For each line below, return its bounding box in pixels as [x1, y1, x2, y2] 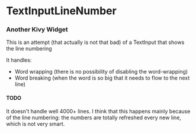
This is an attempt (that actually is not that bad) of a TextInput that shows [6, 39, 185, 46]
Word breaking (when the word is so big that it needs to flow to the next [14, 74, 190, 81]
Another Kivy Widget [6, 26, 68, 34]
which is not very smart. [6, 120, 65, 127]
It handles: [6, 56, 32, 64]
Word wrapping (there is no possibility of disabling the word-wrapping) [14, 68, 188, 75]
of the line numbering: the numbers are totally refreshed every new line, [6, 114, 182, 121]
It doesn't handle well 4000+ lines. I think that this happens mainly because [6, 107, 191, 115]
